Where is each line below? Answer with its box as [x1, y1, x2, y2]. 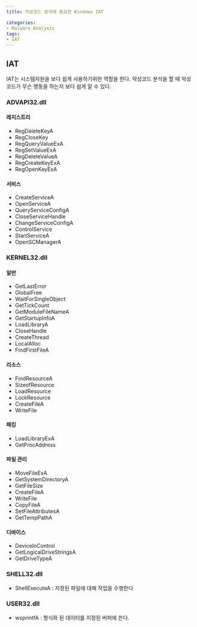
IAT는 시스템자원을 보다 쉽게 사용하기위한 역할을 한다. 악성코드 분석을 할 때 [6, 75, 180, 82]
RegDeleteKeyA [14, 127, 54, 135]
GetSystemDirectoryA [14, 476, 69, 483]
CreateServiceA [14, 194, 54, 201]
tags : [6, 31, 20, 37]
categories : [6, 19, 36, 26]
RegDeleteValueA [14, 153, 58, 160]
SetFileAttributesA [14, 508, 60, 515]
